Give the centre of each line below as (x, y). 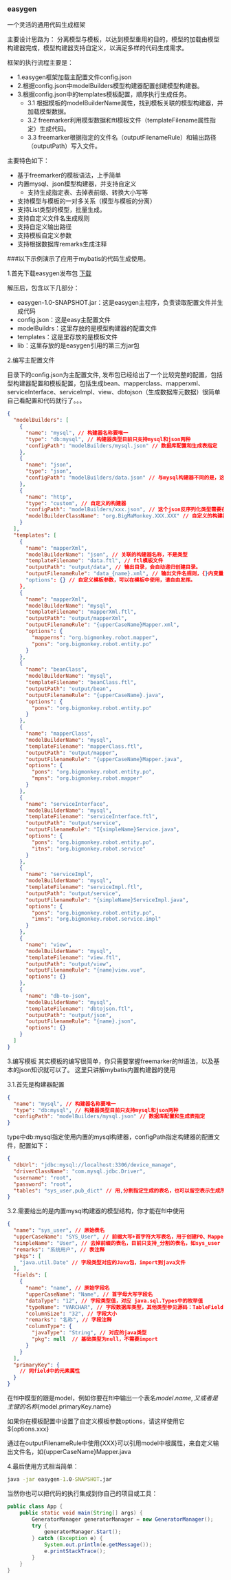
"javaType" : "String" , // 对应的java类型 (89, 1333)
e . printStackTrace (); (75, 1551)
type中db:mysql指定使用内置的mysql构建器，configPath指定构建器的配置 (111, 1137)
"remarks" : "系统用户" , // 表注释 (59, 1250)
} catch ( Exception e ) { (67, 1539)
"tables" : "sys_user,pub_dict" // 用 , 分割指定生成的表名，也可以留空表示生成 (117, 1191)
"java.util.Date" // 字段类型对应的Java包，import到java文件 (102, 1262)
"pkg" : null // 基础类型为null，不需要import (95, 1339)
